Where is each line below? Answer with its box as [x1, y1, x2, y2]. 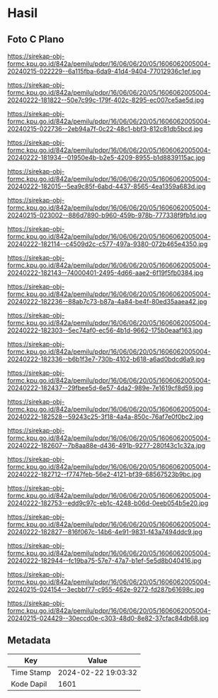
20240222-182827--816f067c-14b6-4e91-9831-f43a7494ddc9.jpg [7, 528, 203, 536]
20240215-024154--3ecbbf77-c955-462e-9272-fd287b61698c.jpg [7, 585, 205, 593]
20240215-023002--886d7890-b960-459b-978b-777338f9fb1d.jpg [7, 211, 207, 219]
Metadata [7, 634, 51, 646]
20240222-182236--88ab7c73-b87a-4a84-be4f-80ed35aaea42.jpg [7, 298, 207, 305]
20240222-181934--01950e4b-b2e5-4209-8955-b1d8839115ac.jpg [7, 154, 205, 162]
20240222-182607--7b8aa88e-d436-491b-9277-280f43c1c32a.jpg [7, 441, 206, 449]
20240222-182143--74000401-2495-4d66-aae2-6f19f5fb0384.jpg [7, 269, 204, 277]
